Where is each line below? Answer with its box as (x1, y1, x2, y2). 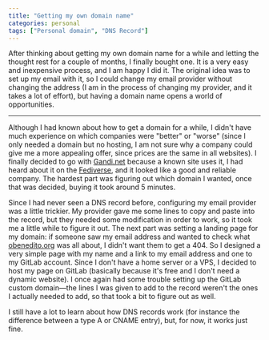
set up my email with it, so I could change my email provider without (8, 74, 233, 84)
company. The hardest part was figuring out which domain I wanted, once (8, 174, 252, 184)
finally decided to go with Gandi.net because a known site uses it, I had (8, 157, 243, 167)
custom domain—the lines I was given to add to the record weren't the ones (8, 283, 259, 293)
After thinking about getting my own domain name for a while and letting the (8, 49, 259, 59)
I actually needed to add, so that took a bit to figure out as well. (8, 292, 216, 302)
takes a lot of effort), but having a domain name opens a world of (8, 91, 223, 101)
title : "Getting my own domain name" (8, 11, 134, 20)
